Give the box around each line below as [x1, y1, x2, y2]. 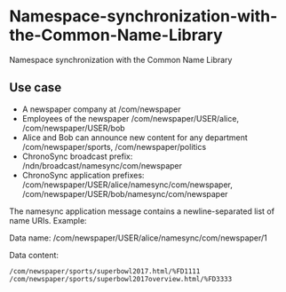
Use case [9, 80, 62, 95]
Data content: [9, 249, 60, 260]
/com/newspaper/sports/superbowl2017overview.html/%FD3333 [9, 274, 233, 283]
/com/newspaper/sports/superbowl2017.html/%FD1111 [9, 266, 201, 276]
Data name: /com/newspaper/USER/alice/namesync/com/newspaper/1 [9, 233, 268, 243]
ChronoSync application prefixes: [21, 170, 145, 180]
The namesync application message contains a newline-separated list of [9, 206, 275, 217]
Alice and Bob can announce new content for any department [21, 131, 249, 143]
